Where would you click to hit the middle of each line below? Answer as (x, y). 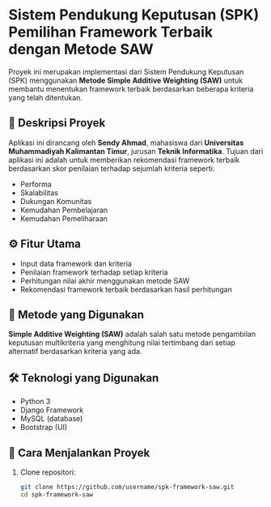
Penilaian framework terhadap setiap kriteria (94, 272)
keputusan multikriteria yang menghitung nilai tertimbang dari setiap (122, 343)
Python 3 (35, 402)
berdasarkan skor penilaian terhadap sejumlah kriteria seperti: (112, 168)
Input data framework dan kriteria (76, 263)
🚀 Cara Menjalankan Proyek (79, 452)
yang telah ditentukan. (46, 97)
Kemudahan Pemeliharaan (64, 218)
